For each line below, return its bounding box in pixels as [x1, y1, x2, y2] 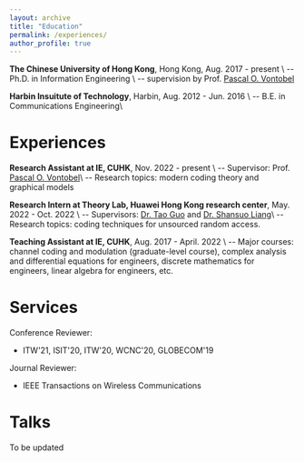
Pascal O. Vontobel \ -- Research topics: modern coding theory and [9, 172, 260, 183]
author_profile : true [9, 38, 92, 48]
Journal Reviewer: [9, 363, 77, 374]
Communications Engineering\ [9, 101, 123, 112]
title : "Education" [9, 22, 83, 31]
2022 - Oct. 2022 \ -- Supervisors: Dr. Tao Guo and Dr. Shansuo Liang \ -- [9, 209, 284, 220]
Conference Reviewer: [9, 327, 93, 338]
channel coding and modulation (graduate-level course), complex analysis [9, 246, 288, 257]
